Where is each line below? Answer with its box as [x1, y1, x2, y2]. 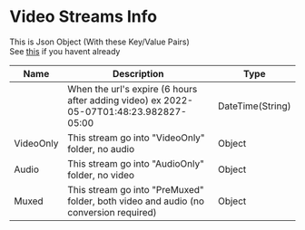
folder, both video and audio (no [67, 195, 205, 207]
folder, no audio [67, 142, 134, 155]
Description [112, 67, 165, 80]
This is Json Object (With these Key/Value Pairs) [9, 36, 191, 47]
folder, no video [67, 168, 134, 181]
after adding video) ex [67, 93, 162, 106]
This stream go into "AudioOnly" [67, 157, 204, 169]
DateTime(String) [217, 100, 291, 112]
